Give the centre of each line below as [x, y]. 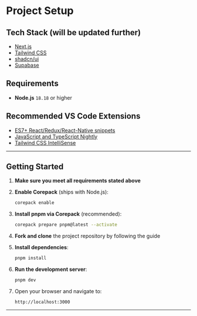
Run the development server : [51, 269]
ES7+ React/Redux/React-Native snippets [65, 130]
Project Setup [40, 11]
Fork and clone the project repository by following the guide [87, 236]
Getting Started [35, 167]
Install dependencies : [41, 247]
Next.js [23, 46]
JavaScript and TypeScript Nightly [56, 137]
